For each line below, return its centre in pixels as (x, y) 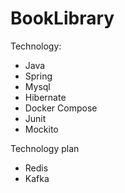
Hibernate (45, 97)
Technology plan (45, 148)
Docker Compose (61, 108)
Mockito (41, 129)
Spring (38, 76)
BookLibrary (62, 18)
